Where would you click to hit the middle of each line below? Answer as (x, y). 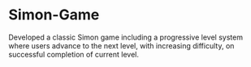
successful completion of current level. (74, 54)
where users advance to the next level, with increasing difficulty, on (121, 45)
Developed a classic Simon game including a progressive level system (126, 37)
